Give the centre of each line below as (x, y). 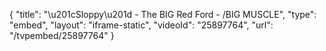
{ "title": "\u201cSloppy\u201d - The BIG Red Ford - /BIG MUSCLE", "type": (163, 14)
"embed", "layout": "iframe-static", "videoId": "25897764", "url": (141, 25)
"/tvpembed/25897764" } (62, 35)
